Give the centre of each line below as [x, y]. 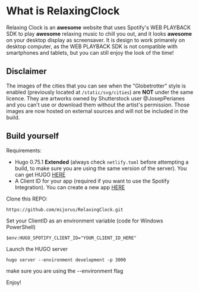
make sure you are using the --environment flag [65, 271]
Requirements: [24, 150]
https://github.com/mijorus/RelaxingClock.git [65, 209]
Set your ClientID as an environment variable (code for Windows [85, 221]
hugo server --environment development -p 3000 [66, 260]
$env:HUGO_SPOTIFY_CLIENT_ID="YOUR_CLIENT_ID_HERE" [71, 238]
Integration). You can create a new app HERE [70, 187]
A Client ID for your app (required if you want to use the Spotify [92, 181]
